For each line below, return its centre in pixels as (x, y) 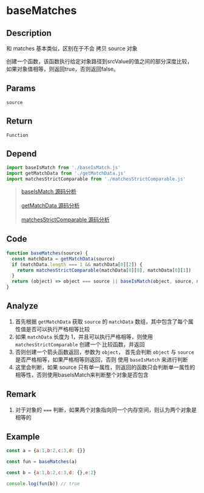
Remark (21, 394)
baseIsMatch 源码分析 (49, 192)
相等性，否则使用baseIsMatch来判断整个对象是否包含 (82, 374)
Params (21, 89)
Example (23, 437)
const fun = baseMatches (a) (42, 462)
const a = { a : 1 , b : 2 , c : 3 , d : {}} (46, 451)
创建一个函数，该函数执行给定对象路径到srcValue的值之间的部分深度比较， (100, 61)
